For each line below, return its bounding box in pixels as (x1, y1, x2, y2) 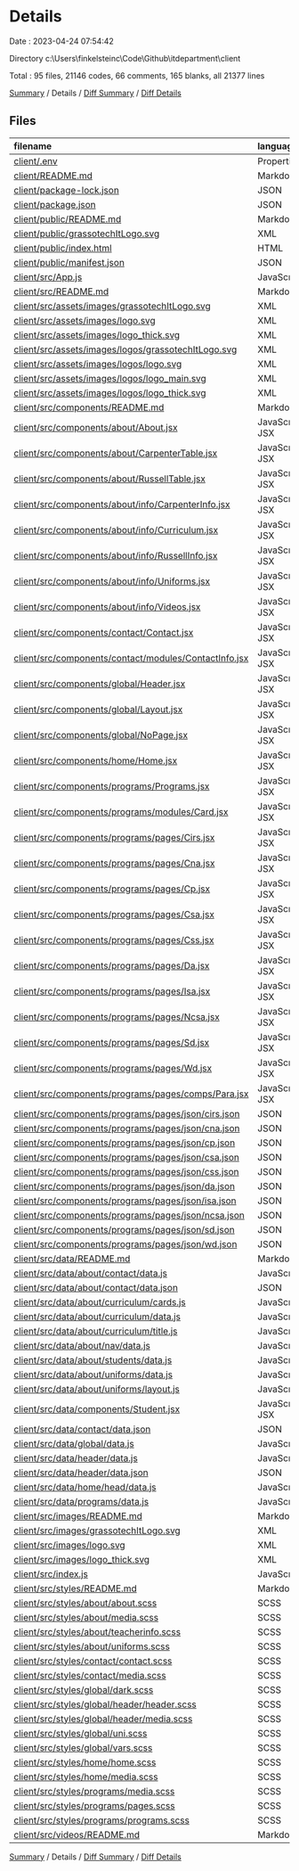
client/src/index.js (13, 1567, 89, 1580)
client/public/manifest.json (13, 256, 125, 268)
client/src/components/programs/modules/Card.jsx (13, 805, 229, 817)
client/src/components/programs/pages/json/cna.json (13, 1121, 240, 1134)
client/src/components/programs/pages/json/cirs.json (13, 1107, 240, 1120)
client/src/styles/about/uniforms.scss (13, 1640, 171, 1653)
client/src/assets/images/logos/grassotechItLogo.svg (13, 343, 238, 356)
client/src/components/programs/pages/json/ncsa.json (13, 1209, 245, 1221)
